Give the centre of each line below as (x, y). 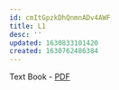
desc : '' (26, 34)
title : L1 (28, 26)
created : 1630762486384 (54, 51)
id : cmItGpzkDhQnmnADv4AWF (60, 18)
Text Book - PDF (40, 76)
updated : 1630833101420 (54, 43)
